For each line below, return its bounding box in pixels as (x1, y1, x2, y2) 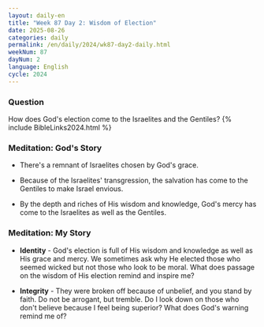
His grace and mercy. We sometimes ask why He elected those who (19, 254, 241, 263)
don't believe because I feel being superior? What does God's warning (19, 303, 249, 312)
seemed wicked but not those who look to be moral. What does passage (19, 262, 255, 272)
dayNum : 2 (8, 56, 41, 64)
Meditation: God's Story (8, 142, 102, 153)
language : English (8, 63, 69, 71)
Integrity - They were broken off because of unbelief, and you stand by (19, 286, 252, 295)
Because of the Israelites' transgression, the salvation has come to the (19, 175, 248, 186)
